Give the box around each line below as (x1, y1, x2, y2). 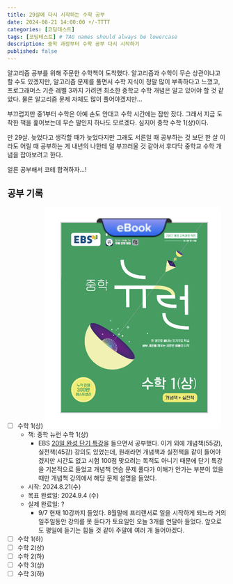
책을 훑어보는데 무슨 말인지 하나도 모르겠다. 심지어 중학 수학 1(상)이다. (19, 118, 209, 127)
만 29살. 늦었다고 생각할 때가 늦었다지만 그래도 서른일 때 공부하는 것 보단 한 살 (7, 133, 218, 141)
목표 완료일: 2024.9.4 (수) (27, 491, 99, 499)
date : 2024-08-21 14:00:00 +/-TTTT (7, 18, 111, 26)
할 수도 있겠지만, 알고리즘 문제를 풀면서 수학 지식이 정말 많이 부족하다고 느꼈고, (7, 77, 220, 86)
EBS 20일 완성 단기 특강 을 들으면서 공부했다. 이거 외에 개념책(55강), (38, 439, 223, 447)
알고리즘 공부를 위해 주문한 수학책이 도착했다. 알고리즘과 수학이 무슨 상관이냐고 (7, 69, 221, 77)
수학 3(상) (17, 561, 45, 569)
